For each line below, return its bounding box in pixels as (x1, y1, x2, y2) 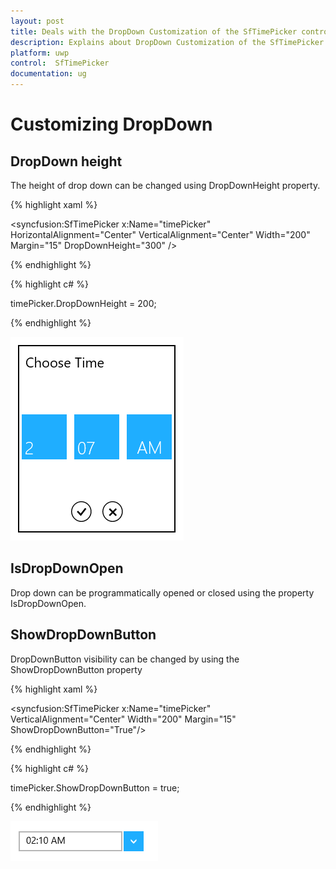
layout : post (10, 16, 65, 26)
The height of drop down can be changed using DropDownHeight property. (10, 180, 321, 191)
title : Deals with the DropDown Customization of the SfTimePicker (10, 26, 298, 37)
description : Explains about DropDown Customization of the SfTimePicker (10, 37, 325, 47)
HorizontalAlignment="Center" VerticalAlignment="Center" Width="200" (10, 229, 311, 240)
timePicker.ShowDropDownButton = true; (10, 781, 180, 794)
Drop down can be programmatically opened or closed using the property (10, 586, 315, 599)
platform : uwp (10, 48, 70, 58)
